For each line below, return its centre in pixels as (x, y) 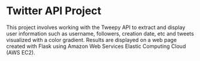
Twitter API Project (54, 11)
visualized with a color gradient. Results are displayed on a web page (92, 40)
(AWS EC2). (21, 52)
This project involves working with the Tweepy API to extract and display (96, 27)
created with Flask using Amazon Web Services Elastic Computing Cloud (96, 46)
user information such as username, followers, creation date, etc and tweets (100, 33)
